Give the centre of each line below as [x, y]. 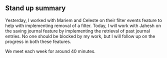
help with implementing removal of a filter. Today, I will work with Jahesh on [83, 25]
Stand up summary [35, 8]
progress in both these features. [38, 41]
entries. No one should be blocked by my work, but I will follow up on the [80, 36]
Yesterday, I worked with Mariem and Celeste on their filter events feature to [84, 20]
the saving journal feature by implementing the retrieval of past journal [77, 31]
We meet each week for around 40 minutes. [50, 51]
